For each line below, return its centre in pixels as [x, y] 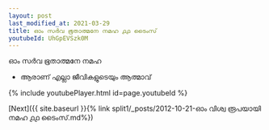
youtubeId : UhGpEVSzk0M [48, 38]
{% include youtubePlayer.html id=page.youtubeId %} [98, 93]
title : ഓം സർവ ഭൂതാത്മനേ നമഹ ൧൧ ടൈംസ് [83, 30]
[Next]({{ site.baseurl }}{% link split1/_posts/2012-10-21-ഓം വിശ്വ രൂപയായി [134, 108]
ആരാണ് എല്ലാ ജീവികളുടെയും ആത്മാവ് [86, 77]
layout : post [30, 16]
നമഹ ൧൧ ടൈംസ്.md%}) [51, 118]
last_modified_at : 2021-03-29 [59, 23]
